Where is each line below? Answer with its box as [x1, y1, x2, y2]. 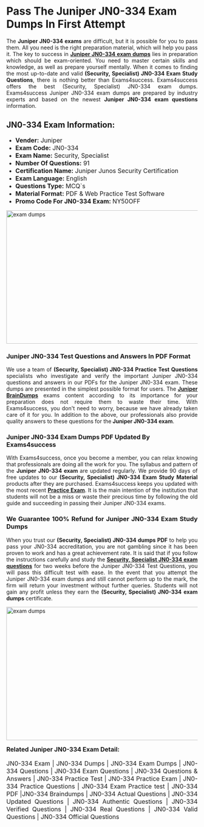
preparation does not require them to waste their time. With [6, 398, 198, 406]
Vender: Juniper [15, 136, 63, 144]
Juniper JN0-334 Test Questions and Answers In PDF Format [6, 352, 191, 360]
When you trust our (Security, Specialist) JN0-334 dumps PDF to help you [6, 536, 198, 544]
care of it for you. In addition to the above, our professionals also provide [6, 411, 198, 419]
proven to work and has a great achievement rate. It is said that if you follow [6, 549, 198, 556]
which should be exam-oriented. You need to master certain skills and [6, 57, 198, 64]
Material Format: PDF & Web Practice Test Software [15, 189, 165, 197]
